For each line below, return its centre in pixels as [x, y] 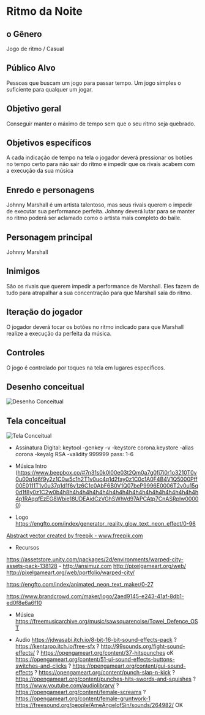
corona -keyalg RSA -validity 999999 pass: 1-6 [74, 454]
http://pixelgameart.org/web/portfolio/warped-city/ [70, 572]
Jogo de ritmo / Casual [35, 49]
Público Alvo [31, 68]
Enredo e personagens [50, 190]
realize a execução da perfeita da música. [59, 333]
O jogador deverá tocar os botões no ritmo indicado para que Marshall [95, 326]
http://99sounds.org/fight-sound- [143, 646]
